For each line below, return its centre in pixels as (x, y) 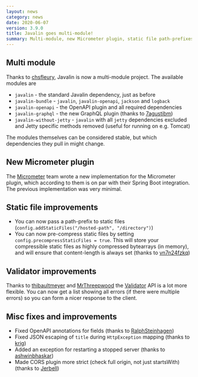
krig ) (20, 343)
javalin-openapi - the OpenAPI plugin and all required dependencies (98, 107)
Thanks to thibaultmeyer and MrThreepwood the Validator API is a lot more (97, 286)
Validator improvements (51, 271)
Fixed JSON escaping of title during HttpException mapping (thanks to (102, 337)
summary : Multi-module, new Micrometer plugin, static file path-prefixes (100, 39)
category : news (25, 17)
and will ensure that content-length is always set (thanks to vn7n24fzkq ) (102, 253)
